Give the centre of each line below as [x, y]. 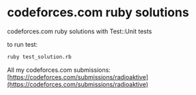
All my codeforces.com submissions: [59, 70]
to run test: [23, 44]
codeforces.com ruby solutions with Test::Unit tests [80, 31]
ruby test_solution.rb [39, 57]
